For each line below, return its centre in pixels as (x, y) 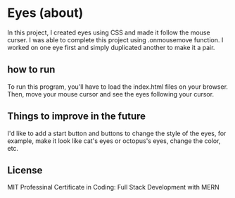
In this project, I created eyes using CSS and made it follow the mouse (109, 32)
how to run (31, 69)
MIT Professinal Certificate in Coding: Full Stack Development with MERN (113, 187)
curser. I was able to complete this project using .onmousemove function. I (115, 39)
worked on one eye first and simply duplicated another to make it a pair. (111, 47)
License (25, 170)
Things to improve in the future (77, 117)
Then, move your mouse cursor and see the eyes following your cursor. (111, 94)
